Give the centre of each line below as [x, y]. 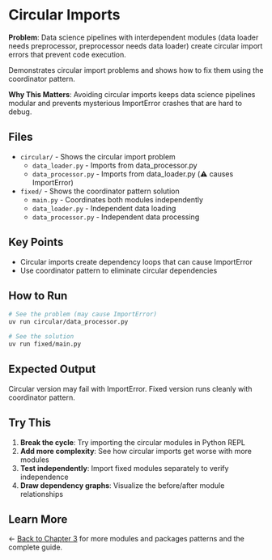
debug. [20, 112]
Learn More [38, 519]
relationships [41, 494]
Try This [30, 423]
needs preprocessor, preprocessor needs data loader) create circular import [136, 45]
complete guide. [36, 547]
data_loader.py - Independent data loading [104, 208]
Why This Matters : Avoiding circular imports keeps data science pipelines [132, 94]
